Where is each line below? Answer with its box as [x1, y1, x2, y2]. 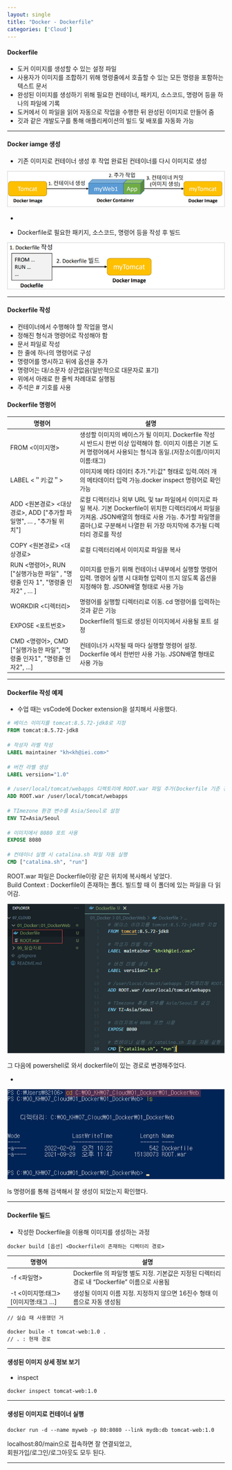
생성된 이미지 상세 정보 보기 [7, 1358, 80, 1366]
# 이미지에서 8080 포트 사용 [7, 829, 78, 836]
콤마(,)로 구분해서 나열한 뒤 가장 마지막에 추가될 [79, 522, 207, 530]
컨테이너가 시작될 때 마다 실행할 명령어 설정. [79, 641, 197, 649]
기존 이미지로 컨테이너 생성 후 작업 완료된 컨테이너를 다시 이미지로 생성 [17, 157, 207, 165]
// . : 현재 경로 [7, 1336, 52, 1343]
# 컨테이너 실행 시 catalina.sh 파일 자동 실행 [7, 851, 128, 858]
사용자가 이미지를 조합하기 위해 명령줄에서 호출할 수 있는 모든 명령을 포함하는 [17, 73, 224, 81]
